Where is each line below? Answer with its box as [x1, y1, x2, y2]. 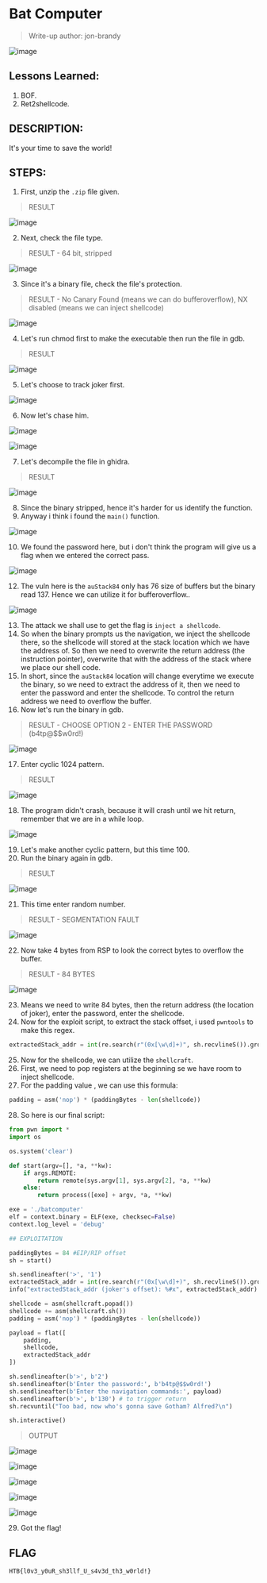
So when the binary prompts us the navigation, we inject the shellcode [20, 629, 250, 639]
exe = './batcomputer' [9, 1206, 84, 1214]
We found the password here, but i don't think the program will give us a [20, 542, 257, 552]
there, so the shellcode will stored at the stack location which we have [20, 637, 250, 647]
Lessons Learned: [9, 69, 100, 83]
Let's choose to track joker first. [20, 380, 125, 390]
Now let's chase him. [20, 410, 90, 421]
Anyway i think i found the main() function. [20, 511, 160, 521]
